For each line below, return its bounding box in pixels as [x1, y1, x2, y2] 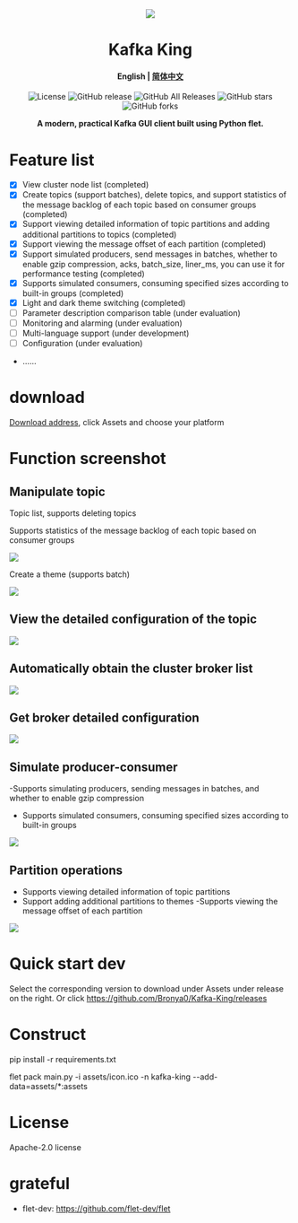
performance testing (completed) [21, 268, 145, 279]
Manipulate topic [9, 484, 106, 499]
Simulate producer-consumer [9, 759, 178, 774]
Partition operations [9, 862, 123, 878]
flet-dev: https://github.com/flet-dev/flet [21, 1202, 171, 1214]
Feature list [9, 150, 95, 170]
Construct [9, 1025, 87, 1044]
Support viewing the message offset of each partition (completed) [21, 238, 267, 249]
